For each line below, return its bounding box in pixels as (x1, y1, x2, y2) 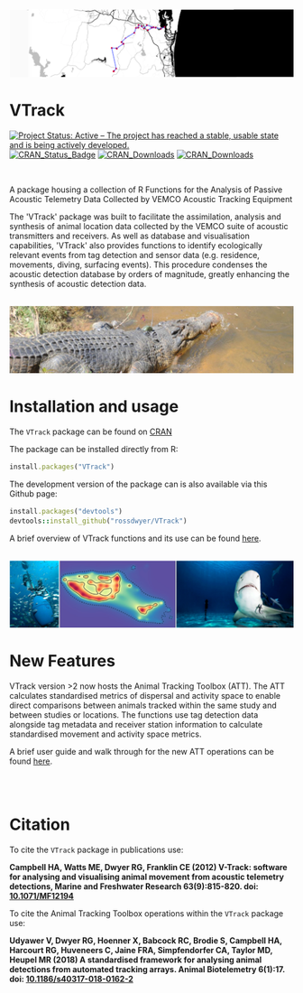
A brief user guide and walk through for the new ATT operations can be (9, 746, 275, 756)
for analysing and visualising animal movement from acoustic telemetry (9, 871, 284, 882)
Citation (9, 814, 70, 835)
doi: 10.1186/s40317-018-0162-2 (9, 973, 133, 984)
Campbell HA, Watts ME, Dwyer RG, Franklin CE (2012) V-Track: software (9, 861, 288, 872)
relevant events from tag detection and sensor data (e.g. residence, (9, 250, 260, 261)
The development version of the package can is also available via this (9, 478, 268, 490)
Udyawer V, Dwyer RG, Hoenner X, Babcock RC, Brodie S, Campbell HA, (9, 934, 282, 946)
